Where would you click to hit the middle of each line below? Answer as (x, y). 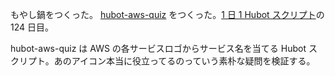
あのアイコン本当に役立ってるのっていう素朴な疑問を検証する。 (184, 61)
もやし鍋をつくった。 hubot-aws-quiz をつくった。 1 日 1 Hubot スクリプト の (167, 14)
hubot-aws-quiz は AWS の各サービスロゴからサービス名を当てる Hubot (158, 48)
